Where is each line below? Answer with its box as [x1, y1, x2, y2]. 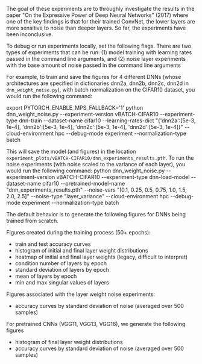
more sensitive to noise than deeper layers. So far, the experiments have [6, 24, 186, 31]
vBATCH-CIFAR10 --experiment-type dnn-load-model [56, 174, 190, 180]
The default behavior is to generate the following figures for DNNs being [6, 211, 186, 218]
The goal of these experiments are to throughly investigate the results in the [6, 5, 195, 12]
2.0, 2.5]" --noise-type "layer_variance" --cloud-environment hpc [6, 193, 169, 199]
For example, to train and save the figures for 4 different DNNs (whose [6, 74, 181, 80]
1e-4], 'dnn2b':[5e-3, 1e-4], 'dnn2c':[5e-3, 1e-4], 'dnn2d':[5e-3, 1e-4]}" [6, 124, 184, 130]
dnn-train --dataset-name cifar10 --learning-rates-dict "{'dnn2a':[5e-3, [19, 117, 196, 124]
